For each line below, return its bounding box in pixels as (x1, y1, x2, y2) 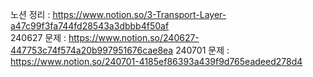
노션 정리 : (10, 9, 51, 20)
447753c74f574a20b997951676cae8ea (10, 44, 174, 56)
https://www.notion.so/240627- (68, 32, 200, 43)
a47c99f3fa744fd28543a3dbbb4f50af (10, 20, 170, 32)
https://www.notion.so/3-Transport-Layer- (52, 9, 227, 20)
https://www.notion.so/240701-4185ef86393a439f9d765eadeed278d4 (10, 56, 303, 67)
